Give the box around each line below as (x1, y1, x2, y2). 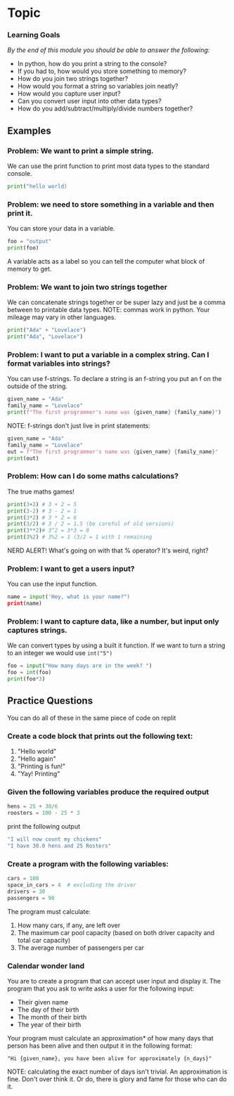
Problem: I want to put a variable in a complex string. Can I (7, 350, 209, 360)
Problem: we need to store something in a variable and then (7, 199, 214, 209)
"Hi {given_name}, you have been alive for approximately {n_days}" (7, 1055, 212, 1062)
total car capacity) (17, 936, 71, 944)
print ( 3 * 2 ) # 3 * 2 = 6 (7, 514, 77, 521)
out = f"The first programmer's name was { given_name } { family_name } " (7, 448, 219, 455)
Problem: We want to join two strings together (7, 283, 167, 292)
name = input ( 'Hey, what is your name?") (7, 593, 131, 600)
